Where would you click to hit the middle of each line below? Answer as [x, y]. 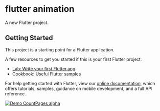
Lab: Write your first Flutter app [44, 68]
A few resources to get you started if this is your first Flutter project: [73, 59]
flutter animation [40, 9]
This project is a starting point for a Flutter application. [60, 49]
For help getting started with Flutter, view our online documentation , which [80, 83]
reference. [15, 93]
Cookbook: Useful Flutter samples [46, 74]
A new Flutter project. [27, 22]
